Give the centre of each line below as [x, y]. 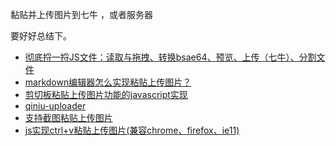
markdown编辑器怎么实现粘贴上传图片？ [108, 82]
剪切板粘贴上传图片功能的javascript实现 [106, 94]
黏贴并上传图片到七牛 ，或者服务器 [81, 14]
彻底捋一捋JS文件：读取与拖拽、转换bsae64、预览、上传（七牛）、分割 [170, 57]
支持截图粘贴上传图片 [68, 117]
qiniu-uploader [55, 106]
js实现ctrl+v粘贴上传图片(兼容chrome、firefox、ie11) [132, 130]
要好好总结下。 [41, 36]
